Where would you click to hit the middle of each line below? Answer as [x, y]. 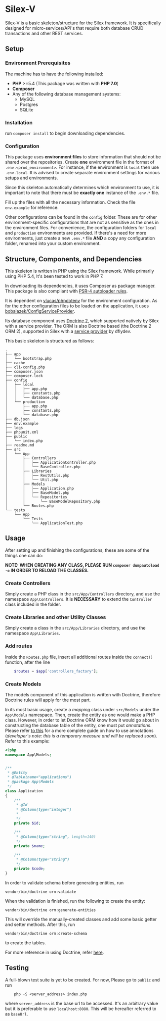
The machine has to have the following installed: [54, 74]
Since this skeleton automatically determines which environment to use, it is [82, 188]
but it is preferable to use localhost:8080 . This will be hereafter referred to [81, 1009]
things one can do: [24, 555]
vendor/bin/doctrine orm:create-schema [46, 933]
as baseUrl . [17, 1014]
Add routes [19, 646]
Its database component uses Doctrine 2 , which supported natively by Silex [82, 321]
